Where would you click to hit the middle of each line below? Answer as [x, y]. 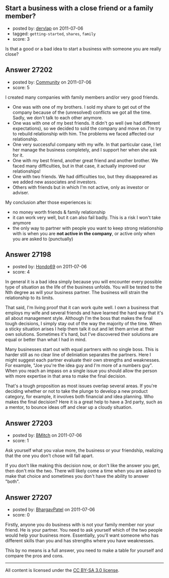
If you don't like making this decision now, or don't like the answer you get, [82, 466]
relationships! [26, 171]
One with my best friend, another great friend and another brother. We [85, 160]
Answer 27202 [29, 70]
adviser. [21, 192]
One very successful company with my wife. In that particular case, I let [87, 144]
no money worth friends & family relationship [59, 212]
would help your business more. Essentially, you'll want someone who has [82, 535]
